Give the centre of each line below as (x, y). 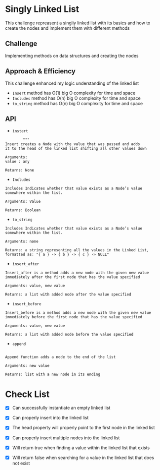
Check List (27, 394)
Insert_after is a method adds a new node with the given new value (77, 273)
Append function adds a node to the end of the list (60, 357)
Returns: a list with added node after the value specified (68, 294)
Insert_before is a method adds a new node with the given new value (78, 313)
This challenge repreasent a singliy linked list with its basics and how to (78, 23)
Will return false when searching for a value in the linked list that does (83, 458)
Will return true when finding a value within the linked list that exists (81, 448)
